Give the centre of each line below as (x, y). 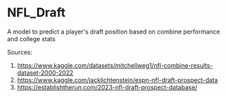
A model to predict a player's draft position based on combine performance (114, 32)
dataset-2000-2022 (45, 73)
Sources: (20, 52)
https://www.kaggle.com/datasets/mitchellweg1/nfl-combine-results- (115, 65)
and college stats (32, 38)
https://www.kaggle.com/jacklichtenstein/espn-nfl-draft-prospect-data (117, 79)
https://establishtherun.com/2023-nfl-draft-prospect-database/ (107, 87)
